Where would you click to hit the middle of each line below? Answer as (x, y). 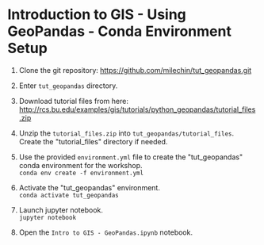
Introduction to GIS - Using (97, 15)
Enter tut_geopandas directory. (68, 86)
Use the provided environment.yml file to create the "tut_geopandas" (131, 157)
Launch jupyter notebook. (61, 210)
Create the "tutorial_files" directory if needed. (93, 141)
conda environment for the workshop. (81, 165)
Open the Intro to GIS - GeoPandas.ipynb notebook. (106, 232)
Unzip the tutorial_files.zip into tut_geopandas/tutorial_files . (126, 133)
